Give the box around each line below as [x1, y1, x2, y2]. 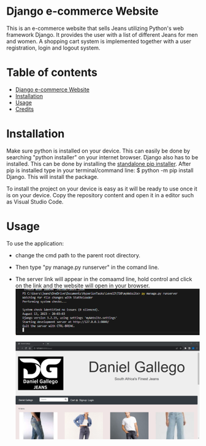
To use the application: [6, 240, 64, 247]
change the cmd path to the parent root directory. [15, 251, 141, 259]
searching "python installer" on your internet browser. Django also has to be [6, 153, 199, 161]
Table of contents [6, 66, 98, 80]
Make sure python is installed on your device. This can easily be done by [6, 147, 190, 154]
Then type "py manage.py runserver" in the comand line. [15, 263, 159, 271]
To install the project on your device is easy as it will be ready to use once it [6, 185, 197, 192]
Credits [15, 105, 34, 113]
